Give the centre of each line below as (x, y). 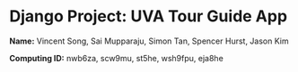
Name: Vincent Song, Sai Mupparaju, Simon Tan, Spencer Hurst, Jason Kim (149, 41)
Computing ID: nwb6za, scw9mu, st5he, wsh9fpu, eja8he (117, 58)
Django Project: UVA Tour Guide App (149, 16)
